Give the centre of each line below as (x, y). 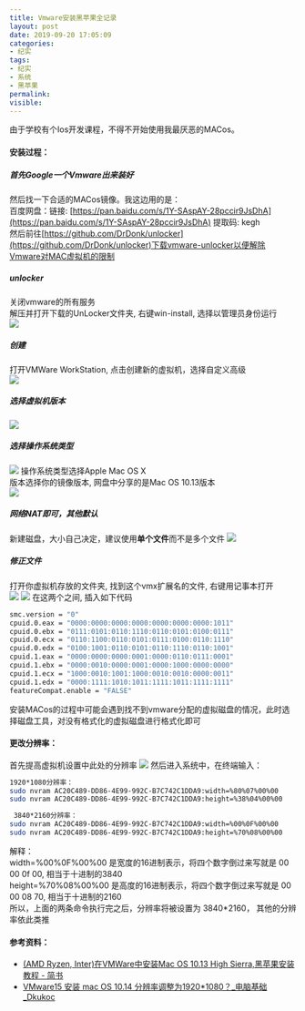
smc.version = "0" (44, 614)
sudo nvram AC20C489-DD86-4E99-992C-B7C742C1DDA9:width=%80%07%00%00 (144, 791)
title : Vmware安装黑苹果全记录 (63, 18)
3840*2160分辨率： (46, 816)
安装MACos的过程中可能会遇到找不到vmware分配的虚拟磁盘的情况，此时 (146, 709)
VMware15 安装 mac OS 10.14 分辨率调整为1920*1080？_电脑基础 (145, 987)
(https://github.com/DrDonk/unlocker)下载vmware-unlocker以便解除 (137, 245)
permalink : (30, 94)
